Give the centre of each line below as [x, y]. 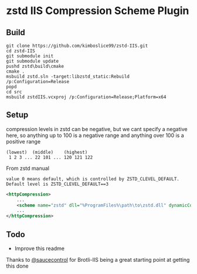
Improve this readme [40, 248]
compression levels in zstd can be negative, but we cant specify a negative [97, 129]
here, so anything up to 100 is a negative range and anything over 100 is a [95, 135]
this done [17, 266]
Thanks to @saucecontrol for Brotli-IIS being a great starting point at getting [98, 260]
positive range [23, 141]
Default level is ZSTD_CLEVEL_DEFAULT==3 [57, 184]
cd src [14, 92]
